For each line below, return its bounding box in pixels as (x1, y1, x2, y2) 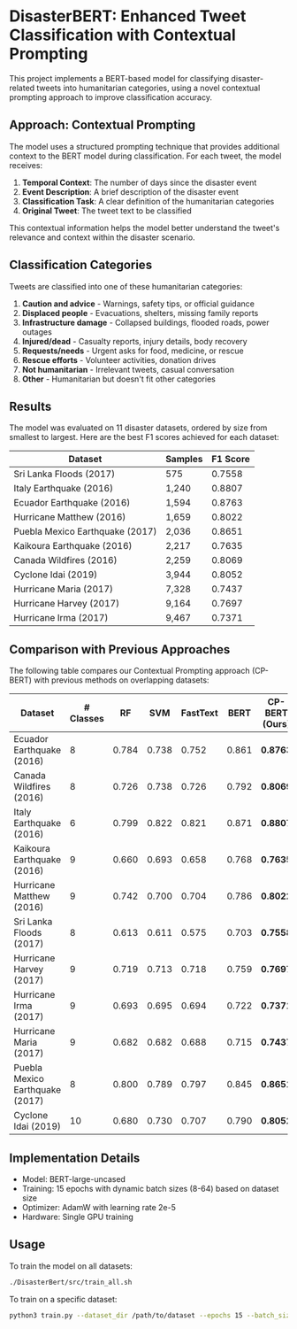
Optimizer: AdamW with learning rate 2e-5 (21, 1202, 177, 1212)
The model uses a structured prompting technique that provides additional (9, 141, 280, 151)
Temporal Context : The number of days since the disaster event (21, 177, 257, 188)
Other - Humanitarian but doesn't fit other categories (21, 374, 217, 384)
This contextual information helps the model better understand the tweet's (9, 222, 280, 233)
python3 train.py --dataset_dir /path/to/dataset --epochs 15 (9, 1310, 243, 1320)
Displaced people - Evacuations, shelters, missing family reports (21, 307, 259, 318)
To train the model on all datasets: (9, 1260, 133, 1271)
